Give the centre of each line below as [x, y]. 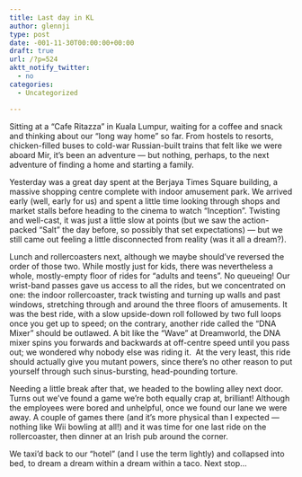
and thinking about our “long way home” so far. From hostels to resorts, [142, 136]
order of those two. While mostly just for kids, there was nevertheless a [142, 266]
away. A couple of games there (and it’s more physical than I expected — [145, 417]
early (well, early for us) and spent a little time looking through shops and [145, 201]
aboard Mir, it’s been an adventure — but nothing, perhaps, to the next [139, 155]
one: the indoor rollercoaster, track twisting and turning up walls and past [145, 295]
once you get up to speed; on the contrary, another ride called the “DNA [143, 323]
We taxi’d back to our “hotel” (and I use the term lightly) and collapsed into [147, 454]
